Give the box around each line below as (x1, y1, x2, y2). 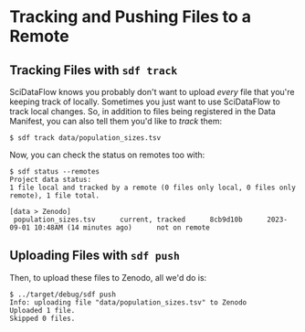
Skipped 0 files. (9, 314, 76, 323)
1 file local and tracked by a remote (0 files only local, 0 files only (9, 183, 297, 192)
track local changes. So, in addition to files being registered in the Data (9, 106, 276, 116)
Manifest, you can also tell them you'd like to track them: (9, 116, 222, 126)
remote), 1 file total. (9, 191, 100, 200)
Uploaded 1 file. (9, 305, 76, 315)
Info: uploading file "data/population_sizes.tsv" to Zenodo (9, 297, 247, 307)
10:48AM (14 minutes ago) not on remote (33, 223, 210, 232)
